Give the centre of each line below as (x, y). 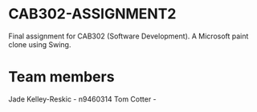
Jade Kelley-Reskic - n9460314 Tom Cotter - (82, 99)
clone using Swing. (40, 44)
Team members (61, 77)
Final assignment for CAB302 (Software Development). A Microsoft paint (128, 36)
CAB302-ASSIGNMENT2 (92, 14)
